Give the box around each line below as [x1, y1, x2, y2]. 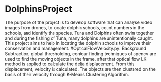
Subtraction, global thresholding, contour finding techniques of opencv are [5, 50, 156, 57]
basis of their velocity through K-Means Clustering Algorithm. [5, 71, 129, 77]
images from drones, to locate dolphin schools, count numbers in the [5, 24, 145, 30]
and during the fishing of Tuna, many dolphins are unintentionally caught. [5, 35, 153, 41]
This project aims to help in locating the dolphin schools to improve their [5, 40, 151, 46]
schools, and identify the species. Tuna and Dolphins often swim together [5, 30, 154, 36]
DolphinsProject [5, 3, 72, 15]
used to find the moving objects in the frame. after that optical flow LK [5, 56, 147, 61]
